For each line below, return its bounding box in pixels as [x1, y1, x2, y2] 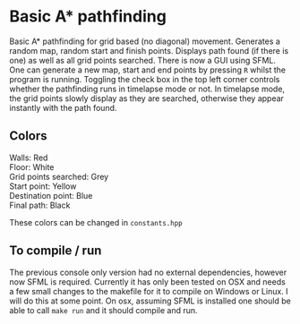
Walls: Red [9, 152, 48, 163]
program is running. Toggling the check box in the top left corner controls [9, 73, 280, 84]
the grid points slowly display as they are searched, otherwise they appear [9, 92, 285, 104]
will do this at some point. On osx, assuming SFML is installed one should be [9, 295, 291, 306]
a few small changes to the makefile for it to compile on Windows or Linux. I [9, 286, 288, 296]
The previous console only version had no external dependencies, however [9, 267, 287, 277]
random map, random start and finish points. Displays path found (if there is [9, 45, 289, 55]
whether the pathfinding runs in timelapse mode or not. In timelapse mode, [9, 83, 285, 94]
